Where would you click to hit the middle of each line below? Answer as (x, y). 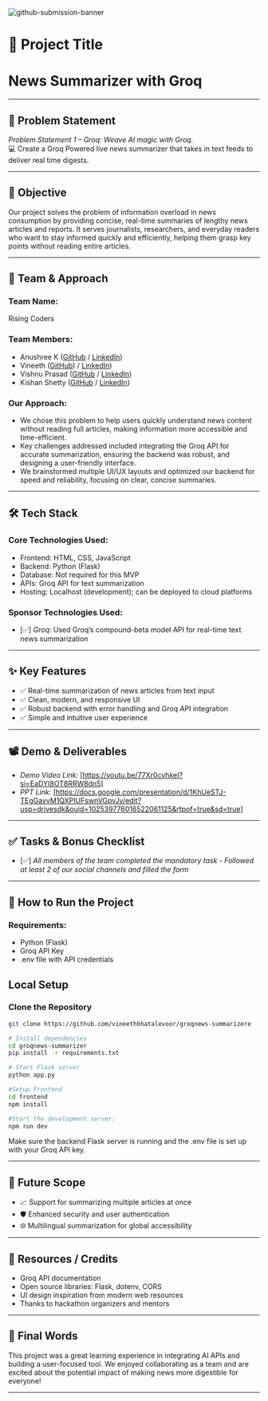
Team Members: (41, 340)
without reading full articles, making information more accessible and (133, 429)
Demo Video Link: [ (51, 774)
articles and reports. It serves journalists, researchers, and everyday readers (134, 229)
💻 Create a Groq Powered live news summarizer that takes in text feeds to (131, 149)
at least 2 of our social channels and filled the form (104, 870)
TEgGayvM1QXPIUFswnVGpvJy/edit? (81, 800)
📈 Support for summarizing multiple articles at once (106, 1202)
